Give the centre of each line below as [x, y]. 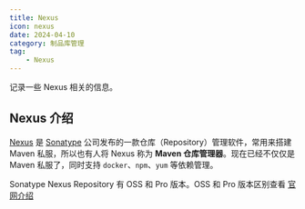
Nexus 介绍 [42, 119]
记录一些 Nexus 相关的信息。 [64, 87]
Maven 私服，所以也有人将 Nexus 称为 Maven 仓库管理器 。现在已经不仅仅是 [152, 153]
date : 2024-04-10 [42, 35]
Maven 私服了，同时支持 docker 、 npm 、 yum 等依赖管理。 [114, 164]
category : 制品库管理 [47, 43]
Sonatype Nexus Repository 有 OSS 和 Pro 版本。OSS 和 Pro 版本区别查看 [148, 184]
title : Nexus [34, 18]
